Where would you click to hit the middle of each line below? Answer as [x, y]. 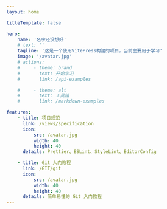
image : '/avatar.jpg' [44, 57]
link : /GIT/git [42, 168]
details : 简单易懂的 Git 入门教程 [62, 197]
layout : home [23, 12]
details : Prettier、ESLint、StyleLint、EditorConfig [89, 152]
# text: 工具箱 [43, 96]
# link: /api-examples [54, 79]
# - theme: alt [42, 90]
